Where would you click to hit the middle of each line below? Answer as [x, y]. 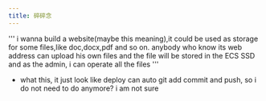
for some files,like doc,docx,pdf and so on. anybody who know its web [125, 47]
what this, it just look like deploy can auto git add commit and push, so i [138, 79]
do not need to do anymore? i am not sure [89, 88]
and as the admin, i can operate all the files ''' [84, 64]
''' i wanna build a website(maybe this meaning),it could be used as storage [133, 38]
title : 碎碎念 [30, 16]
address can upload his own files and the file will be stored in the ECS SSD [132, 55]
